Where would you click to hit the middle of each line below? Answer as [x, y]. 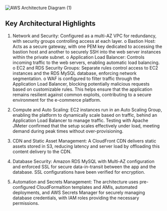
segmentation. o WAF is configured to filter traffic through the [76, 79]
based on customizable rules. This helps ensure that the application [82, 89]
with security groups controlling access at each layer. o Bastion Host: [84, 41]
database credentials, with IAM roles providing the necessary [76, 198]
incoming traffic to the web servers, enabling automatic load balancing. [86, 62]
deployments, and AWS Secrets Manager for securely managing [79, 192]
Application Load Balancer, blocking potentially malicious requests [81, 84]
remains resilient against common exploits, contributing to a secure [82, 94]
